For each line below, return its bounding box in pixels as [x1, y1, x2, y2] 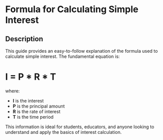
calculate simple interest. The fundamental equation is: [5, 53, 120, 59]
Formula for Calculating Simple [5, 4, 139, 15]
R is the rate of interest [12, 108, 61, 115]
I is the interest [12, 97, 44, 103]
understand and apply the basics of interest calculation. [5, 129, 122, 135]
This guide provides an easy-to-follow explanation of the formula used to [5, 48, 158, 54]
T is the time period [12, 114, 54, 120]
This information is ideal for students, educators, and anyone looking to [5, 123, 154, 130]
